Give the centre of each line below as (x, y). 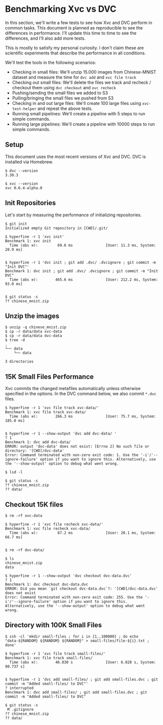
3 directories (20, 362)
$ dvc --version (21, 171)
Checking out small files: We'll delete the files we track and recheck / (81, 82)
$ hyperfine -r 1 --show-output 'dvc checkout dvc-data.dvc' (69, 576)
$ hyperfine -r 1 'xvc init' (35, 236)
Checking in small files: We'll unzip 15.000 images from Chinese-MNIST (84, 72)
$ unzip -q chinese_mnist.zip (36, 327)
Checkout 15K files (34, 505)
